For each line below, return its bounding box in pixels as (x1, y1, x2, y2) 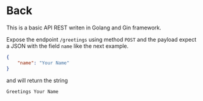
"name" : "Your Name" (17, 59, 70, 66)
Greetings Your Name (6, 88, 59, 95)
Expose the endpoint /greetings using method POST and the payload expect (6, 36, 197, 43)
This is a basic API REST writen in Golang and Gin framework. (6, 24, 161, 31)
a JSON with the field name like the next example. (6, 42, 129, 50)
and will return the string (6, 77, 68, 84)
